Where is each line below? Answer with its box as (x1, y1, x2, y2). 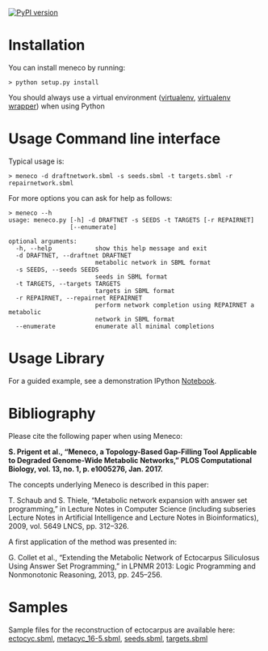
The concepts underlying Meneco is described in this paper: (8, 479, 210, 489)
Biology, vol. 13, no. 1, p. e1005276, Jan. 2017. (8, 464, 164, 474)
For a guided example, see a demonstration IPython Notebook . (8, 376, 216, 385)
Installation (8, 36, 86, 54)
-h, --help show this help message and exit (15, 244, 207, 253)
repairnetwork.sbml (8, 179, 74, 187)
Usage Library (8, 349, 105, 368)
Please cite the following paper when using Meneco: (8, 431, 183, 440)
